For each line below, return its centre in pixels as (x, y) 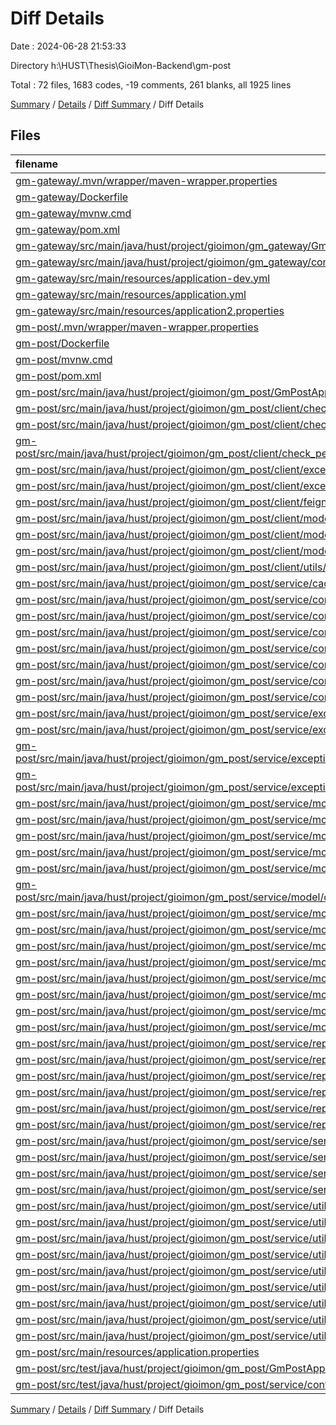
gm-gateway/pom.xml (68, 229)
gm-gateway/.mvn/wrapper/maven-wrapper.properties (146, 180)
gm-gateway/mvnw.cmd (73, 213)
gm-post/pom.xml (58, 375)
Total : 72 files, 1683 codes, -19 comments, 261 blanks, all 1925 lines (151, 84)
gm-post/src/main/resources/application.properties (137, 1352)
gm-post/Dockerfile (62, 343)
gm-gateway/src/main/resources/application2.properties (150, 310)
